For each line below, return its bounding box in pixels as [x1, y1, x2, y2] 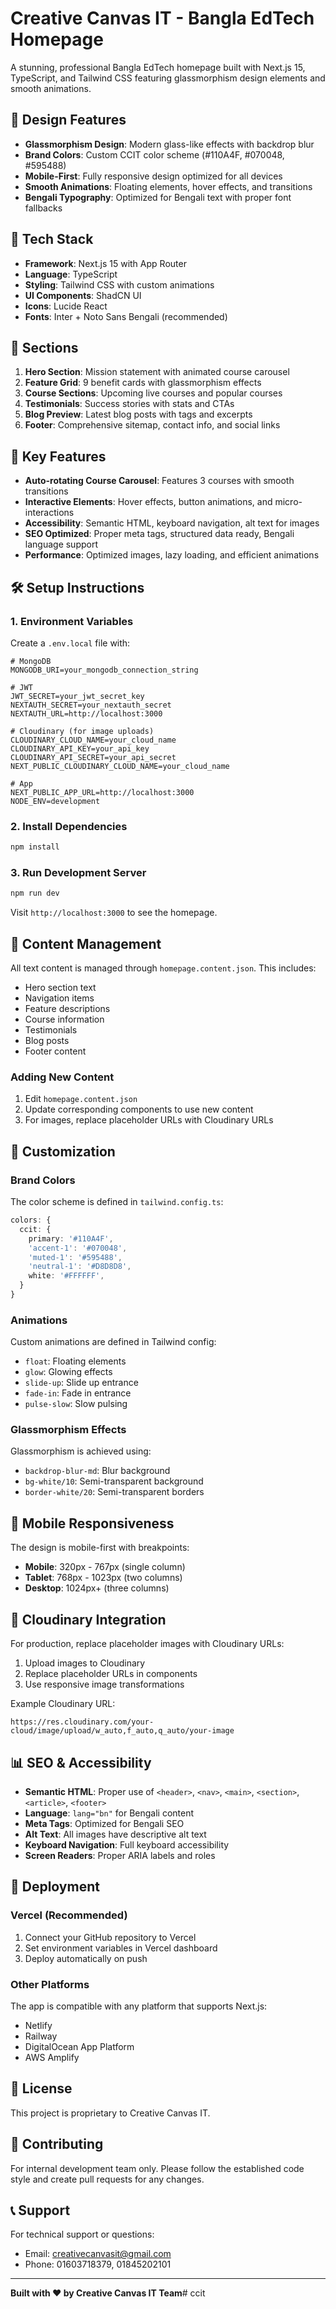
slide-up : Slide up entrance [24, 1377, 139, 1389]
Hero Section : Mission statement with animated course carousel [24, 366, 290, 378]
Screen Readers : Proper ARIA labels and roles [24, 1849, 216, 1861]
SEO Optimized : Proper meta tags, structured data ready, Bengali [24, 528, 295, 540]
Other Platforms [10, 1977, 90, 1991]
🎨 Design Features [10, 112, 127, 129]
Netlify [24, 2019, 53, 2031]
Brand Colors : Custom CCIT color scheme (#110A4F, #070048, [24, 148, 285, 161]
